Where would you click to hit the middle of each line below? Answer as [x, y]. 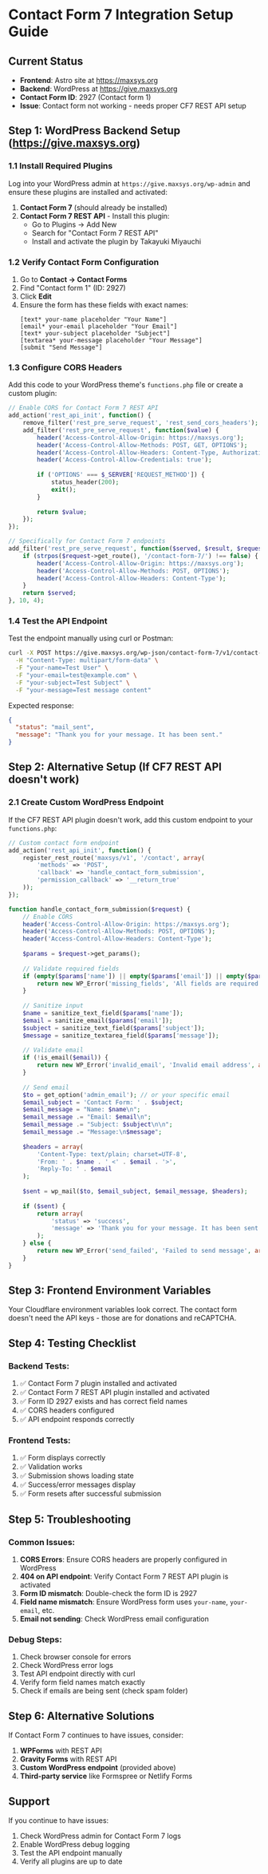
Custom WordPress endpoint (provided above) [98, 1768]
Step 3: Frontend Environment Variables [110, 1291]
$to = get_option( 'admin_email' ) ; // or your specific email [126, 1095]
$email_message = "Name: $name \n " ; [82, 1110]
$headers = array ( [53, 1147]
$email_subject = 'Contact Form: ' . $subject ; [103, 1102]
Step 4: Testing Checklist [72, 1343]
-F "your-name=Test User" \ [62, 668]
